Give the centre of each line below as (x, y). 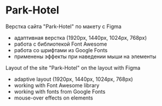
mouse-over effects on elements (53, 98)
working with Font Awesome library (57, 85)
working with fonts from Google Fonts (60, 91)
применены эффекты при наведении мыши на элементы (85, 56)
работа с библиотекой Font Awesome (60, 44)
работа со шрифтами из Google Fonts (61, 50)
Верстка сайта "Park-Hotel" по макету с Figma (63, 26)
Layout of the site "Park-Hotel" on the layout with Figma (73, 67)
